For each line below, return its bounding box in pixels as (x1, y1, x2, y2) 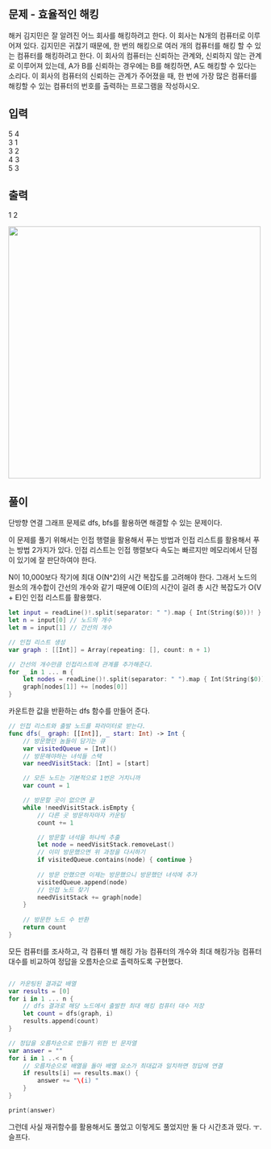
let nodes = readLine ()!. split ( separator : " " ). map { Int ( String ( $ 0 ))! (23, 675, 269, 683)
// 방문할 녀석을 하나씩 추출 (37, 834, 120, 842)
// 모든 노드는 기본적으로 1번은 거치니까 (23, 774, 140, 783)
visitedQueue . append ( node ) (37, 878, 128, 886)
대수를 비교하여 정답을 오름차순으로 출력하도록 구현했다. (8, 956, 183, 966)
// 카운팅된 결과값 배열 (8, 980, 77, 988)
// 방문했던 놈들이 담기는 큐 (23, 737, 106, 745)
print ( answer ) (8, 1106, 56, 1114)
